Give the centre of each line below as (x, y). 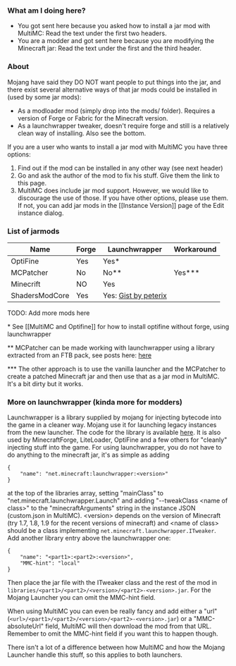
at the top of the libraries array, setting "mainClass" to (86, 493)
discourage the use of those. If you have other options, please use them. (123, 198)
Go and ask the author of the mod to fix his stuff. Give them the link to (118, 175)
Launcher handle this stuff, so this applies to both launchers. (95, 655)
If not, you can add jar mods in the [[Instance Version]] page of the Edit (120, 205)
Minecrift (26, 284)
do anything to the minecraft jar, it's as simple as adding (88, 455)
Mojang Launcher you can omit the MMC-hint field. (82, 598)
